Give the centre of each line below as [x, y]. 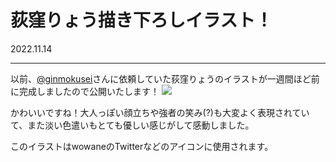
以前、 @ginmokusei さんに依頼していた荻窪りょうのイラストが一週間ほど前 [165, 78]
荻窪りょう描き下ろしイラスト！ [141, 20]
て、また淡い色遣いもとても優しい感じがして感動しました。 [132, 125]
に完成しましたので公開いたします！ [85, 91]
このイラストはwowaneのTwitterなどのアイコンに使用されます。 [142, 146]
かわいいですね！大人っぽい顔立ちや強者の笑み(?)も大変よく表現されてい [160, 112]
